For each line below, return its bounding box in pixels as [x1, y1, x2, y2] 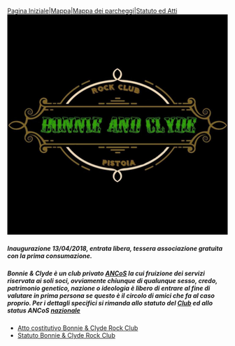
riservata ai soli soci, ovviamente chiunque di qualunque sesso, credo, [7, 276, 218, 284]
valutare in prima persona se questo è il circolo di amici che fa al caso [7, 291, 215, 300]
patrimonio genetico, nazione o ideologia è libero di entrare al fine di [7, 284, 211, 292]
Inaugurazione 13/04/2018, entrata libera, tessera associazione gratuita [7, 244, 222, 252]
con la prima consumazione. [7, 252, 92, 260]
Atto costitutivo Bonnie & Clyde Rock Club [17, 324, 138, 332]
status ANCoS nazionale [7, 306, 80, 315]
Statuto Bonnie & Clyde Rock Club [17, 331, 115, 340]
